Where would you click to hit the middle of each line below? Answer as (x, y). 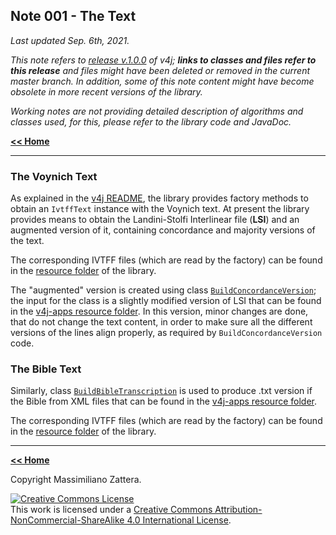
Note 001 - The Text (73, 16)
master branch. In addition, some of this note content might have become (162, 81)
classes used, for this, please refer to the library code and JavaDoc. (151, 121)
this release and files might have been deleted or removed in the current (160, 70)
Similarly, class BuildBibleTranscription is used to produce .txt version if (161, 391)
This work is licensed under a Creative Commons (111, 510)
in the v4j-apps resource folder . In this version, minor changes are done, (159, 311)
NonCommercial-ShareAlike (67, 520)
